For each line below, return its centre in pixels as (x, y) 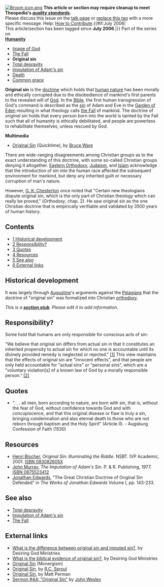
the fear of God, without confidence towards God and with (71, 408)
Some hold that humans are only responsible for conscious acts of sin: (77, 335)
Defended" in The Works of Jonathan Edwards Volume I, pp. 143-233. (83, 483)
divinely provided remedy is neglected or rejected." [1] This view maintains (81, 354)
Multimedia (17, 136)
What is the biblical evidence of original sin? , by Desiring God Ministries (85, 558)
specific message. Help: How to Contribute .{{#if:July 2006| (66, 23)
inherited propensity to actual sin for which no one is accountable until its (80, 349)
